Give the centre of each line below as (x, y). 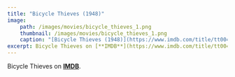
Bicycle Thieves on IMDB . (44, 66)
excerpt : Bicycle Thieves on (50, 46)
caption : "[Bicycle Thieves (60, 40)
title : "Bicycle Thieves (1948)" (56, 14)
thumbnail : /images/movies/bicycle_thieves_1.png (94, 33)
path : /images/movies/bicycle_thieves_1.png (86, 27)
